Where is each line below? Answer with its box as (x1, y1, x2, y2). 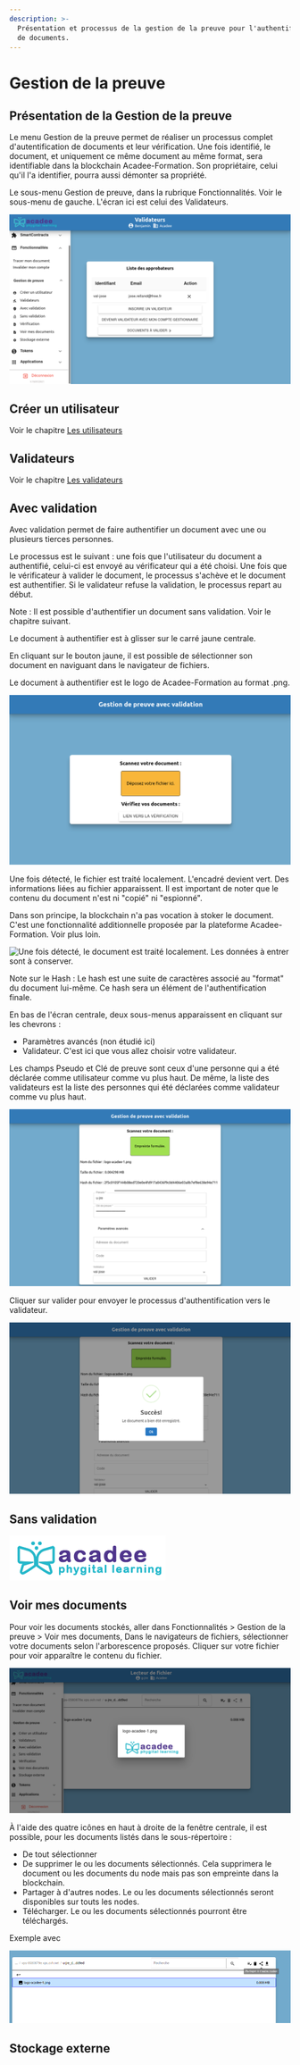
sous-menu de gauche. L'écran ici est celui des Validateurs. (9, 196, 229, 207)
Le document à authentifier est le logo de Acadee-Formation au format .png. (9, 677, 290, 688)
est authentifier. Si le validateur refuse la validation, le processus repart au (9, 580, 283, 589)
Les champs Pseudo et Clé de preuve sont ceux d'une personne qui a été (9, 1063, 279, 1074)
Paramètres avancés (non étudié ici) (21, 1036, 156, 1047)
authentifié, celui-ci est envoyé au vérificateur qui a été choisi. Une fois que (9, 561, 287, 571)
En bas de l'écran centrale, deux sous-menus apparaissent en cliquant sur (9, 1009, 283, 1020)
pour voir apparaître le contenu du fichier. (9, 1650, 162, 1660)
